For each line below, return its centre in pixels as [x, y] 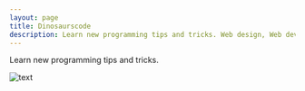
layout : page [34, 18]
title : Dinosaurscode [50, 26]
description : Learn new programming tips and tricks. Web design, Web [146, 34]
